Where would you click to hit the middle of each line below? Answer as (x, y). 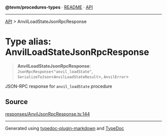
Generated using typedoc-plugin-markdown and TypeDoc (65, 128)
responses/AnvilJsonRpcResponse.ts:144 (48, 114)
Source (17, 102)
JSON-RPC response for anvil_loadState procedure (59, 86)
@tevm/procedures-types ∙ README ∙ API (49, 7)
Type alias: (28, 42)
